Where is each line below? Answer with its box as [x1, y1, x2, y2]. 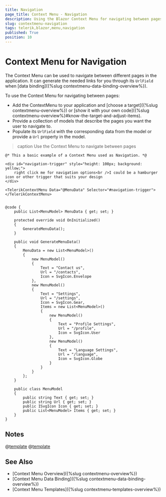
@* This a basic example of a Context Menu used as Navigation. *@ [5, 153, 147, 158]
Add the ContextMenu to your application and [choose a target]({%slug [12, 102, 158, 108]
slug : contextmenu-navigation [5, 21, 68, 26]
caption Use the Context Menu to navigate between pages [17, 143, 136, 149]
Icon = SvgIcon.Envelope [40, 274, 92, 279]
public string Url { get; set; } [23, 399, 92, 405]
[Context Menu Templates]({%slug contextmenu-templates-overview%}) [12, 487, 161, 493]
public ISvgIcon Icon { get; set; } [23, 404, 98, 408]
